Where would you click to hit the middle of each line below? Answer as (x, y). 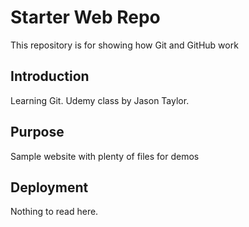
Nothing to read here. (54, 212)
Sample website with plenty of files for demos (105, 156)
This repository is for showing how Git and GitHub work (124, 45)
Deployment (49, 187)
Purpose (37, 132)
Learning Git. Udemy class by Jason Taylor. (100, 100)
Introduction (50, 76)
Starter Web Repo (85, 17)
